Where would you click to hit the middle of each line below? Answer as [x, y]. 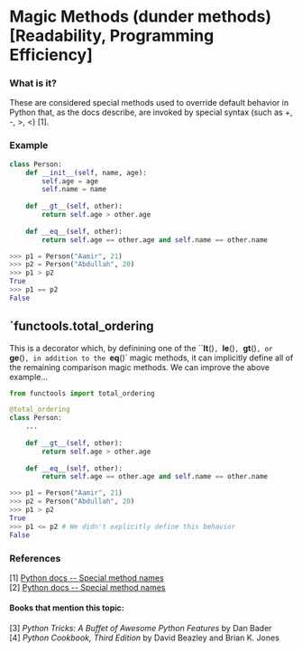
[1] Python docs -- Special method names [87, 577]
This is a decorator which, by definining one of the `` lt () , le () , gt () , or [141, 348]
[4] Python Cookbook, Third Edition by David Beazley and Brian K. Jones [144, 638]
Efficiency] [51, 55]
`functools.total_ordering [82, 326]
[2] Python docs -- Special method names [87, 587]
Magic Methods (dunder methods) [141, 17]
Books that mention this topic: [67, 608]
